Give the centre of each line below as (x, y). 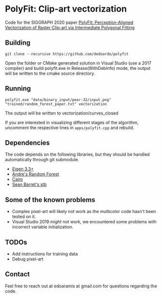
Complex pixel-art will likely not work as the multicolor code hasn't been (84, 212)
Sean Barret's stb (29, 184)
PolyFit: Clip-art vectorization (66, 9)
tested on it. (24, 216)
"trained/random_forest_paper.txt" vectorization (56, 104)
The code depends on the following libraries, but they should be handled (77, 154)
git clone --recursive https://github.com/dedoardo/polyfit (67, 54)
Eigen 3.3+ (23, 169)
